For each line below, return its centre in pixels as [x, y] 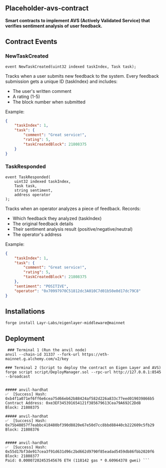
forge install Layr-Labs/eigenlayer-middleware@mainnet [65, 323]
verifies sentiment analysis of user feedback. [54, 26]
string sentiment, [34, 190]
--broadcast [18, 377]
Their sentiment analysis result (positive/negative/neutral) [72, 229]
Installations [25, 311]
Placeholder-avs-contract [47, 8]
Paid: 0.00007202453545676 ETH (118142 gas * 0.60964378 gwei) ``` [78, 461]
